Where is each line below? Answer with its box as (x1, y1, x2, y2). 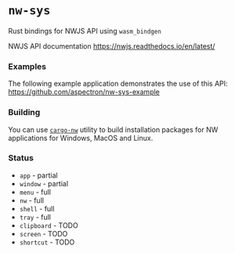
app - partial (19, 170, 58, 180)
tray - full (19, 212, 51, 222)
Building (8, 107, 41, 118)
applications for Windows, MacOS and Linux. (8, 133, 154, 142)
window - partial (19, 178, 69, 188)
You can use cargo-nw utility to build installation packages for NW (8, 125, 219, 134)
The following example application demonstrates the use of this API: (8, 79, 229, 89)
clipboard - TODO (19, 220, 78, 230)
